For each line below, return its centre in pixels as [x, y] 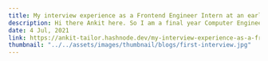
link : [17, 38]
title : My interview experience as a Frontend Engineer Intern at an [126, 15]
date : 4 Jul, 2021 [39, 30]
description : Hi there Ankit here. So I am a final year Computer [121, 23]
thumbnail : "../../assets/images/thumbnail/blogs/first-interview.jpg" [130, 45]
